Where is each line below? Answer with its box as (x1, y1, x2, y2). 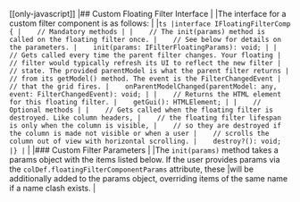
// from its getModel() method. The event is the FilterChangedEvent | (9, 74, 281, 83)
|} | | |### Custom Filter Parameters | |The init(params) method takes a (9, 145, 279, 156)
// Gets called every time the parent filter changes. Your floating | (9, 51, 281, 60)
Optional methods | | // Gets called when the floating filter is (9, 105, 274, 114)
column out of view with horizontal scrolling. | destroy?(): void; (9, 137, 281, 146)
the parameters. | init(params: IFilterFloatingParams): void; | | (9, 43, 278, 52)
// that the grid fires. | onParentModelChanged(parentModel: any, (9, 82, 278, 91)
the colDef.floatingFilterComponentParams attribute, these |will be (9, 164, 254, 174)
